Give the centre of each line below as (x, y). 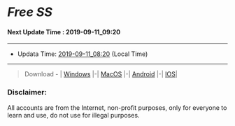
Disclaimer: (27, 92)
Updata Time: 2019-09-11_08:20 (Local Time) (83, 54)
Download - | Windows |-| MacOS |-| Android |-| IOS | (101, 74)
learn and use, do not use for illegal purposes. (73, 115)
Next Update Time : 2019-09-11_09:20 (64, 31)
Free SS (30, 12)
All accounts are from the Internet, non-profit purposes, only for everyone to (117, 107)
